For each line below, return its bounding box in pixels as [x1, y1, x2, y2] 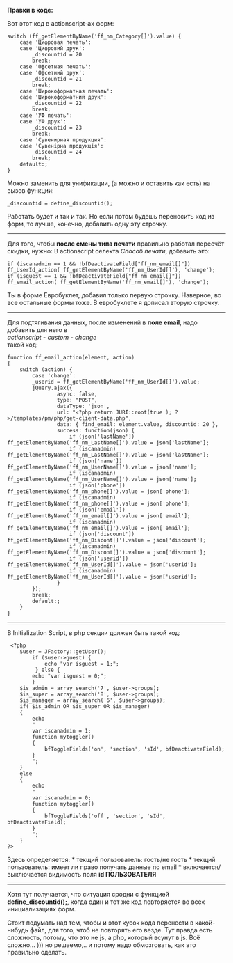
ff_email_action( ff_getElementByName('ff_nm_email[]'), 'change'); [7, 279, 209, 285]
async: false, [56, 391, 98, 398]
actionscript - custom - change [7, 334, 97, 341]
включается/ [182, 863, 221, 871]
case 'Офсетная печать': [19, 63, 92, 70]
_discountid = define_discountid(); [7, 200, 113, 207]
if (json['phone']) [69, 482, 126, 489]
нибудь [7, 926, 29, 934]
